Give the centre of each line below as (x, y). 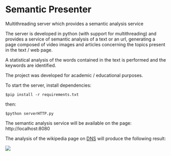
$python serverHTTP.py (29, 113)
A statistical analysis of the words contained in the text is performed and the (86, 60)
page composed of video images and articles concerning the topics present (85, 44)
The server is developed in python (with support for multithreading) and (81, 33)
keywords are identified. (31, 65)
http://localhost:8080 (28, 128)
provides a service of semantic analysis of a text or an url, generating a (80, 39)
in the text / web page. (29, 50)
